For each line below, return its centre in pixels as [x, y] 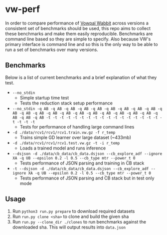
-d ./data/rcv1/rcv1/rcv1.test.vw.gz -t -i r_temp [66, 143]
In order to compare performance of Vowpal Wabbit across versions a [77, 23]
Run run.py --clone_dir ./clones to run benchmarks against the [79, 221]
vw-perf [23, 9]
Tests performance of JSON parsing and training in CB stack [82, 163]
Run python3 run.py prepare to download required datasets [74, 211]
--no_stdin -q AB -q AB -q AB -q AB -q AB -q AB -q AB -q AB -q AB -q [87, 108]
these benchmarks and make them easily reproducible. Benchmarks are [79, 33]
